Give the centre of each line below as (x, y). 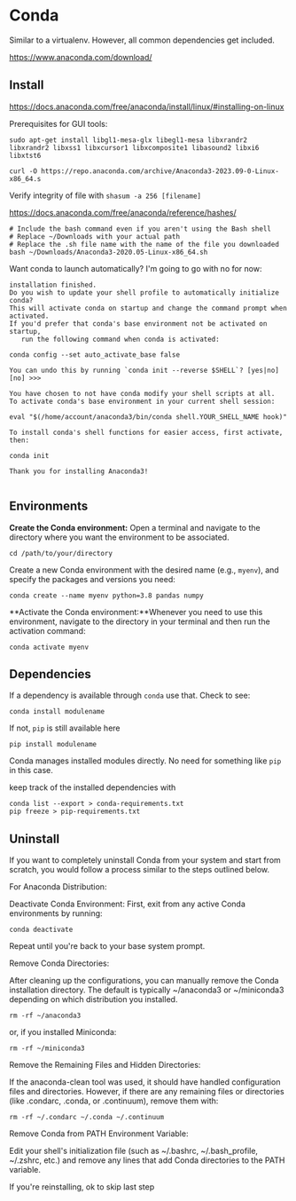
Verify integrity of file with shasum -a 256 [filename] (105, 195)
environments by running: (56, 913)
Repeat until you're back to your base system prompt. (107, 946)
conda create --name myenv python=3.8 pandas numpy (106, 596)
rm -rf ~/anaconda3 (45, 1016)
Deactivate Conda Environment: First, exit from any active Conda (128, 904)
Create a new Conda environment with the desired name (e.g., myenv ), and (144, 570)
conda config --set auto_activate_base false (94, 355)
